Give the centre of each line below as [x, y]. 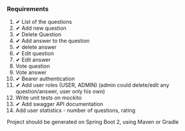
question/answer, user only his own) [60, 92]
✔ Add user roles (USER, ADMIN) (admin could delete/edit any [92, 85]
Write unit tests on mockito [48, 98]
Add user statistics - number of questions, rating [75, 110]
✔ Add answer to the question [53, 41]
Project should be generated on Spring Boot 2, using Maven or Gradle [93, 122]
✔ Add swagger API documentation [59, 104]
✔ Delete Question [38, 35]
